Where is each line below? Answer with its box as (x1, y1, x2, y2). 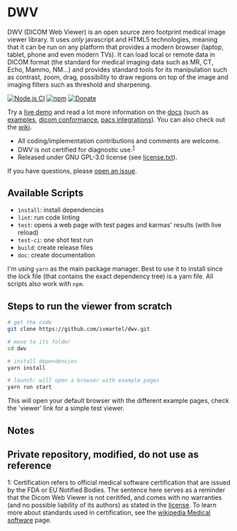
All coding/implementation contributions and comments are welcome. (17, 136, 221, 145)
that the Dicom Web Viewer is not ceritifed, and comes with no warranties (7, 493, 222, 502)
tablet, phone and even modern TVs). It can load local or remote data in (7, 50, 216, 59)
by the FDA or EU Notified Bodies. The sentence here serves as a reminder (7, 486, 226, 494)
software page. (7, 516, 52, 525)
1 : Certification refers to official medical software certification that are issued (7, 479, 231, 487)
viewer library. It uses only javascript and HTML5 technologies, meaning (7, 35, 218, 43)
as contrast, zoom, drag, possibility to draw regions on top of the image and (7, 72, 229, 81)
